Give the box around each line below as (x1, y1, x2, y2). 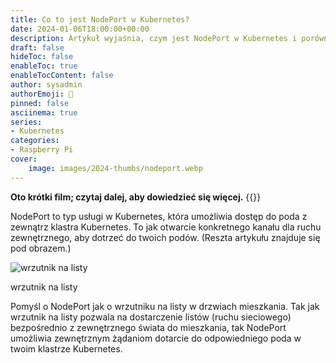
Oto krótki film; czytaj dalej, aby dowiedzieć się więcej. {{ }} (10, 191, 262, 203)
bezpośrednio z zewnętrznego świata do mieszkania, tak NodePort (10, 321, 287, 333)
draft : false (10, 42, 65, 53)
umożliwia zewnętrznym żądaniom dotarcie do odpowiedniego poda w (10, 332, 302, 344)
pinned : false (10, 98, 70, 108)
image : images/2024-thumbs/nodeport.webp (28, 163, 203, 173)
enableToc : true (10, 61, 78, 71)
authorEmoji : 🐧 (10, 89, 74, 99)
